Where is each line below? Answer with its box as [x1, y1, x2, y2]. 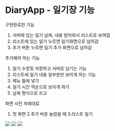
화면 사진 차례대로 [5, 100, 40, 106]
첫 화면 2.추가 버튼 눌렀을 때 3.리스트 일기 [12, 111, 93, 117]
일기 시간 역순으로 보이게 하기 [12, 84, 69, 90]
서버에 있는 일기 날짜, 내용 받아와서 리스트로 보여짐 [12, 32, 111, 38]
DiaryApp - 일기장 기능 [5, 4, 95, 16]
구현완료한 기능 [5, 22, 35, 28]
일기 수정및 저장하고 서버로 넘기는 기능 [12, 65, 87, 71]
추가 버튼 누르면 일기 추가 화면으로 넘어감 [12, 44, 92, 50]
